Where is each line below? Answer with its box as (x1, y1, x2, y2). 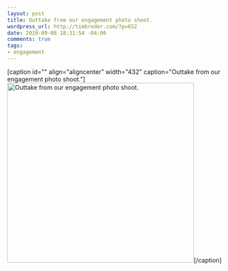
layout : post (7, 10, 45, 17)
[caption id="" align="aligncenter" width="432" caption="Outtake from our (7, 67, 221, 76)
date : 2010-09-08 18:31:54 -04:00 (7, 29, 107, 37)
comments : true (7, 36, 51, 43)
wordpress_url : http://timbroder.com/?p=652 (7, 23, 137, 30)
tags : (7, 42, 23, 49)
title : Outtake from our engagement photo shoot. (7, 17, 153, 24)
